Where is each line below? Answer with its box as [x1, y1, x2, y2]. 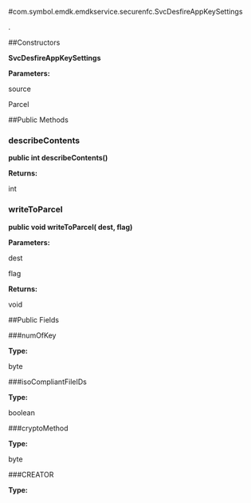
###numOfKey [8, 331, 57, 340]
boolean [8, 407, 36, 418]
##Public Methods [8, 115, 69, 125]
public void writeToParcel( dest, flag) [8, 222, 133, 232]
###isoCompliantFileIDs [8, 377, 88, 386]
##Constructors [8, 38, 61, 47]
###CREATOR [8, 469, 54, 479]
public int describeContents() [8, 153, 108, 163]
